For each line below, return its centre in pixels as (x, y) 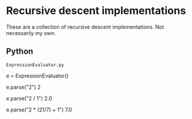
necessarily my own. (31, 33)
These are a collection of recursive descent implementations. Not (85, 27)
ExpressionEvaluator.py (35, 65)
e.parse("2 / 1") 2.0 (29, 98)
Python (20, 52)
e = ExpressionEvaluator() (37, 76)
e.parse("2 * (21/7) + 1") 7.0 (39, 110)
